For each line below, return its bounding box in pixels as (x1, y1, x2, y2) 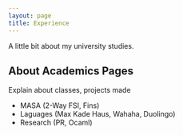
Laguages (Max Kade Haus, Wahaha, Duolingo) (19, 109, 176, 119)
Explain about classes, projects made (8, 85, 131, 95)
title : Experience (8, 19, 70, 27)
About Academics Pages (8, 64, 134, 77)
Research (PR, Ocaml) (19, 117, 93, 128)
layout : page (8, 11, 52, 20)
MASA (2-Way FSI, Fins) (19, 101, 100, 110)
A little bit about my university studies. (8, 41, 134, 50)
